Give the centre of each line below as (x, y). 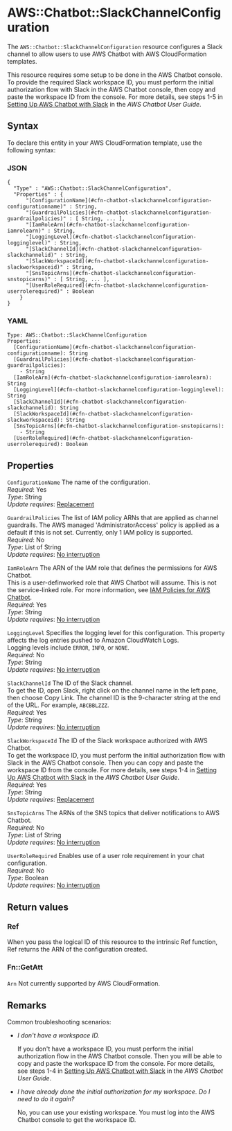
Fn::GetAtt (25, 967)
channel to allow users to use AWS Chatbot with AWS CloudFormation (107, 54)
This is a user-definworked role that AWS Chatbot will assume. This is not (112, 582)
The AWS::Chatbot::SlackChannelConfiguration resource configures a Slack (115, 46)
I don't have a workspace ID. (58, 1035)
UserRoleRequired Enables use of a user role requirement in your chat (106, 856)
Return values (38, 907)
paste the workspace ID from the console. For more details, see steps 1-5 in (115, 97)
